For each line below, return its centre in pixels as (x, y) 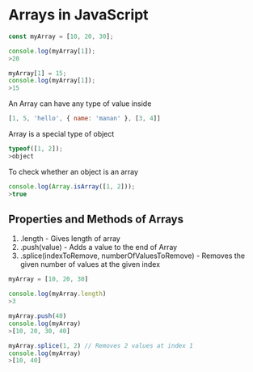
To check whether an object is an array (74, 171)
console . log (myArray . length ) (57, 294)
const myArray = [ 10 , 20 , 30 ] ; (61, 36)
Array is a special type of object (61, 134)
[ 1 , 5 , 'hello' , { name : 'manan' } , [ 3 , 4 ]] (84, 119)
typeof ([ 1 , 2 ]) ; (36, 149)
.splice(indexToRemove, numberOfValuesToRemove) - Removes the (132, 256)
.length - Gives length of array (70, 239)
